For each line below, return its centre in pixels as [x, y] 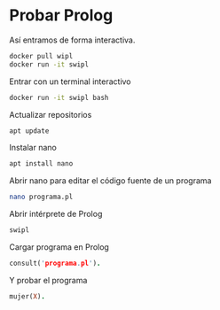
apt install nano [41, 164]
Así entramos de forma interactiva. [72, 40]
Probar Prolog [61, 15]
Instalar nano [33, 148]
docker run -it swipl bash [59, 97]
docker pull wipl [41, 56]
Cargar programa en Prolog [59, 247]
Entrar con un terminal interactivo [70, 81]
